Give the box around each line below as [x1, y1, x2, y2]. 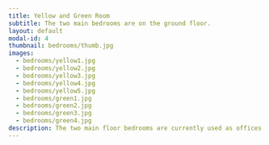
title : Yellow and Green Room [8, 11, 111, 20]
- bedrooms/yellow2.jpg [15, 64, 95, 72]
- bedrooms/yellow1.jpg [15, 57, 95, 65]
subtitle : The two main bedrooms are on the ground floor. [8, 19, 212, 27]
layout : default [8, 27, 63, 35]
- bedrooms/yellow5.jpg [15, 86, 95, 95]
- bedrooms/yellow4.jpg [15, 79, 95, 87]
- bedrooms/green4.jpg [15, 117, 92, 125]
